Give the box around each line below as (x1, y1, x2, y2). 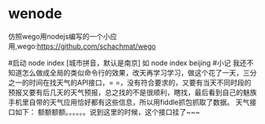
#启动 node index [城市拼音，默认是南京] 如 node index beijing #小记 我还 (8, 58, 247, 67)
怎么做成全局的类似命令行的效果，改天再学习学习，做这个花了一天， (21, 67, 243, 77)
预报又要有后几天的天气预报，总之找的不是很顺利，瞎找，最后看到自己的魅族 (8, 87, 257, 97)
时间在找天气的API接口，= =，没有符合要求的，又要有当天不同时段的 (28, 78, 252, 87)
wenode (8, 5, 63, 23)
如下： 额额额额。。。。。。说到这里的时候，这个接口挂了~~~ (14, 107, 200, 116)
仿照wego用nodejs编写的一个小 (8, 31, 110, 41)
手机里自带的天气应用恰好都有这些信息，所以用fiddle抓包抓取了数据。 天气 (8, 97, 250, 107)
